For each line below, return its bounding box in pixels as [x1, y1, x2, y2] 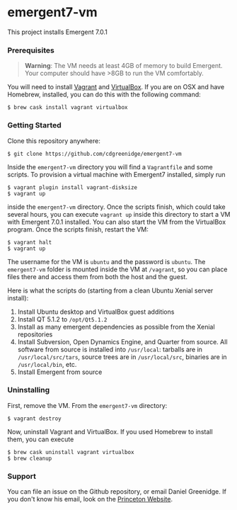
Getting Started [7, 120, 62, 130]
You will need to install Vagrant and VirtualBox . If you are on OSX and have [7, 83, 225, 91]
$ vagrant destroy [7, 415, 62, 422]
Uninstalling [7, 385, 50, 395]
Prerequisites [7, 45, 54, 55]
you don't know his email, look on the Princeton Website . [7, 495, 173, 504]
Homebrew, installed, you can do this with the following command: [7, 90, 202, 99]
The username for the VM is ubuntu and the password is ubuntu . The [7, 257, 206, 266]
